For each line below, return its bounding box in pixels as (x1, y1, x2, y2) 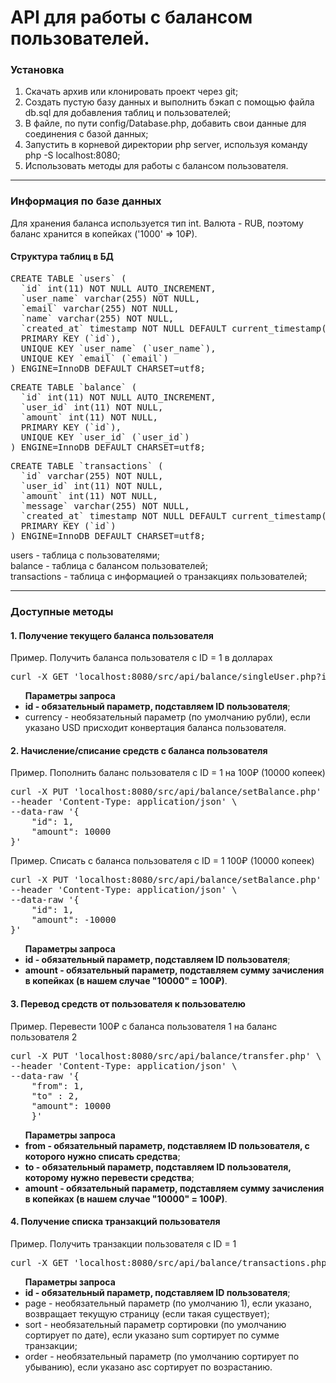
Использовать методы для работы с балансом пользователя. (24, 160, 289, 172)
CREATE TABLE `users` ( (10, 272, 127, 284)
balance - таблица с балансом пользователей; (10, 559, 208, 571)
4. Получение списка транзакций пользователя (10, 1216, 221, 1228)
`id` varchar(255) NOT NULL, (20, 470, 164, 481)
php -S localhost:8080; (24, 149, 121, 161)
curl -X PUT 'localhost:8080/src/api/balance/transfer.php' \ (10, 1050, 322, 1061)
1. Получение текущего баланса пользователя (10, 629, 214, 641)
